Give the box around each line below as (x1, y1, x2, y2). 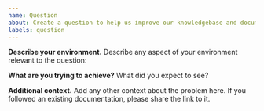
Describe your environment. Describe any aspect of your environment (8, 48, 238, 57)
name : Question (8, 11, 58, 20)
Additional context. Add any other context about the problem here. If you (8, 86, 246, 95)
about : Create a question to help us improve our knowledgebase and (8, 19, 237, 27)
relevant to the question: (8, 55, 87, 65)
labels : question (8, 26, 65, 34)
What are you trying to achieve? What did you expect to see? (8, 71, 209, 81)
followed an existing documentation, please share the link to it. (8, 95, 211, 104)
